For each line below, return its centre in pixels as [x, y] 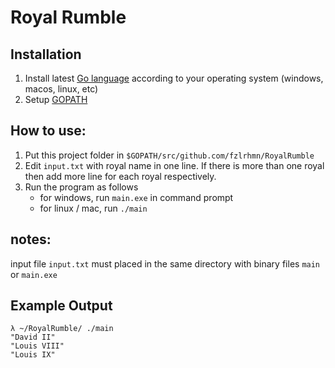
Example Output [61, 306]
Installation [46, 54]
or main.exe [34, 274]
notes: [31, 239]
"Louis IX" [33, 355]
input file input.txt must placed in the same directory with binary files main [165, 263]
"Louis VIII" [37, 346]
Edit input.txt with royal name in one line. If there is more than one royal [174, 165]
